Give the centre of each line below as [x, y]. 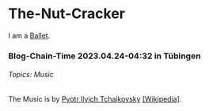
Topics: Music [31, 75]
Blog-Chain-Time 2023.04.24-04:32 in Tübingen [104, 56]
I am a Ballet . [29, 35]
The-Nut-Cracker [66, 14]
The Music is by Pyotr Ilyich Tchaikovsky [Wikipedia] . [95, 99]
